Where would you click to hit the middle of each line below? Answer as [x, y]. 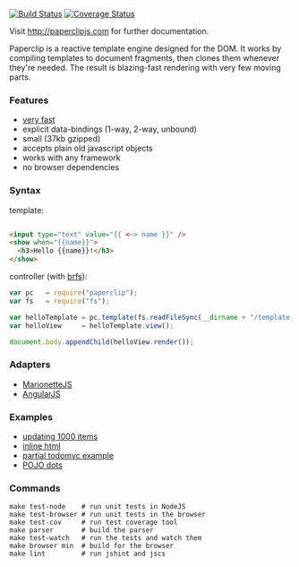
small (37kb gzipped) [61, 139]
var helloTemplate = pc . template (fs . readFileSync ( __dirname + [128, 317]
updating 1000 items [60, 437]
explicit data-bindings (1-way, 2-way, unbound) [109, 129]
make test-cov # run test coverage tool [94, 523]
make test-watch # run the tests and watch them [106, 538]
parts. [20, 77]
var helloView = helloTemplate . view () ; [92, 326]
